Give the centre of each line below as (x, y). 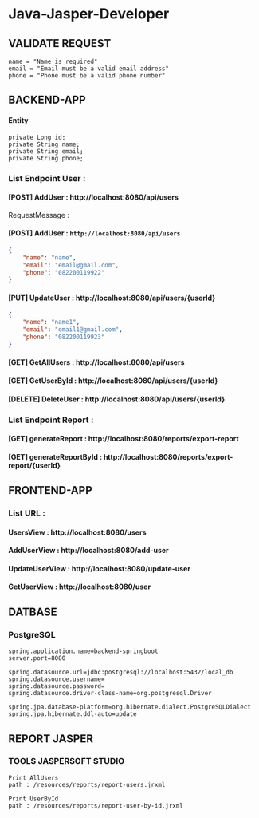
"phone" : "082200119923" (64, 337)
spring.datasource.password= (57, 686)
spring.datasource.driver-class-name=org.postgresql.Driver (110, 694)
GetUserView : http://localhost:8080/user (80, 587)
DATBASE (33, 612)
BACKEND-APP (47, 100)
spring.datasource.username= (57, 679)
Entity (19, 120)
